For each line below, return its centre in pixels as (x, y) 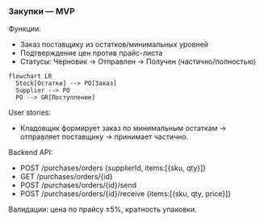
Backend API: (31, 153)
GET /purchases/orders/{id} (66, 177)
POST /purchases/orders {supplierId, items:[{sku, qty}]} (113, 168)
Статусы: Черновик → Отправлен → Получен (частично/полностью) (138, 61)
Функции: (25, 29)
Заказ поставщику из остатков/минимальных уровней (114, 44)
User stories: (29, 113)
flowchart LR (30, 77)
